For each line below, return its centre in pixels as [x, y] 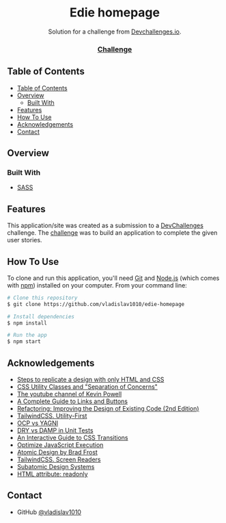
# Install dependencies [41, 316]
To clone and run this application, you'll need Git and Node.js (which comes [113, 278]
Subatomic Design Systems [56, 467]
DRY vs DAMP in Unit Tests [55, 431]
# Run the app [27, 335]
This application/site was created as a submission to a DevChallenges [105, 226]
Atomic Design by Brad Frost [57, 452]
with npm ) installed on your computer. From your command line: [97, 285]
